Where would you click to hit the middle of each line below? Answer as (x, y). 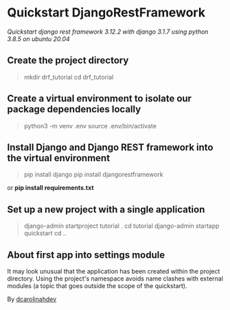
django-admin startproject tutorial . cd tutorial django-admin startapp (122, 226)
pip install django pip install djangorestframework (93, 175)
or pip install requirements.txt (50, 188)
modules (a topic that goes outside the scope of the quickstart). (97, 286)
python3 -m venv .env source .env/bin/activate (90, 126)
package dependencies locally (74, 109)
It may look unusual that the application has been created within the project (114, 271)
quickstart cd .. (45, 233)
